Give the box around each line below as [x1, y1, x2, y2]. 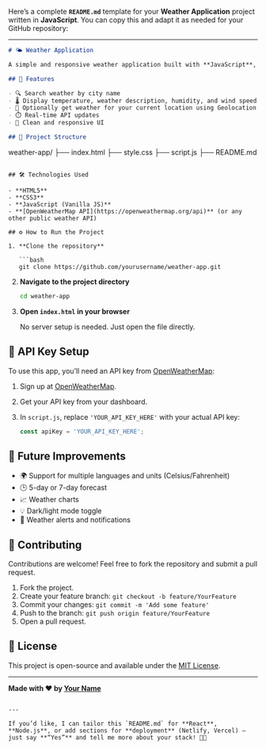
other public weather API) [8, 214, 97, 222]
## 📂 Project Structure [8, 133, 87, 141]
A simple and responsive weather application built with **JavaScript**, [8, 60, 257, 68]
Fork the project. [19, 583, 74, 593]
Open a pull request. [19, 616, 87, 626]
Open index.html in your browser [19, 306, 131, 316]
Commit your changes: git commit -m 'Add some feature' [19, 600, 210, 609]
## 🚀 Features [8, 75, 55, 83]
